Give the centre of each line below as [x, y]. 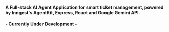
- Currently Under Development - [41, 24]
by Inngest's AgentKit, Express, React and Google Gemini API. [73, 12]
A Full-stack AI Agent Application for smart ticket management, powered [84, 7]
